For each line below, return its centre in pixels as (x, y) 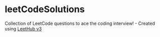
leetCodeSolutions (45, 9)
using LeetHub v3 (23, 28)
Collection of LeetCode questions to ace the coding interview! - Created (80, 23)
